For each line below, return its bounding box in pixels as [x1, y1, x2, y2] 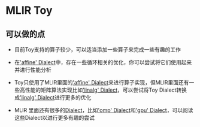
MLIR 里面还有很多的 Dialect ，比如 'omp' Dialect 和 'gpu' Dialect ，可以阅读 [14, 107, 193, 114]
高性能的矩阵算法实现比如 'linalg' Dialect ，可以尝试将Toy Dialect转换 [19, 86, 187, 93]
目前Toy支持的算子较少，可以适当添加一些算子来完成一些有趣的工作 [14, 46, 181, 53]
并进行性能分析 [14, 66, 51, 73]
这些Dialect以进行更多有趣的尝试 [14, 114, 95, 121]
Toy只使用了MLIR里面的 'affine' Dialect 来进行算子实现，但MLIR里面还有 [14, 79, 189, 86]
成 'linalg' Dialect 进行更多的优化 [14, 94, 92, 101]
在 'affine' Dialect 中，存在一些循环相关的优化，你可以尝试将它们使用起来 [14, 59, 192, 66]
